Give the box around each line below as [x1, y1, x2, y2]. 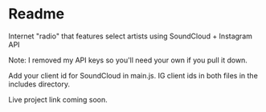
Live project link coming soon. [8, 94, 108, 104]
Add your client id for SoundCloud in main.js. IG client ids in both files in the [8, 70, 259, 80]
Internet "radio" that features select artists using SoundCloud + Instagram [8, 31, 253, 41]
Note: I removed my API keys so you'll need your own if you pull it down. [8, 55, 248, 65]
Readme [8, 5, 65, 23]
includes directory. [8, 79, 71, 89]
